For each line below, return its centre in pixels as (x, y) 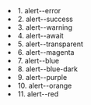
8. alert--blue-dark (48, 69)
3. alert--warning (45, 27)
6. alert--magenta (46, 52)
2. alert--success (46, 19)
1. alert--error (40, 11)
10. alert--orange (45, 85)
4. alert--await (41, 36)
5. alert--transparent (51, 44)
